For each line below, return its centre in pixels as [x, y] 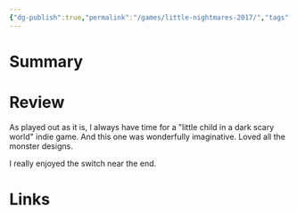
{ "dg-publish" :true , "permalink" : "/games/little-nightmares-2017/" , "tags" [149, 17]
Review [37, 103]
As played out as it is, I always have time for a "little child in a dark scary [142, 127]
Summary [46, 61]
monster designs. [41, 146]
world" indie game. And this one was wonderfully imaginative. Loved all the [147, 136]
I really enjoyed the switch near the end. [83, 163]
